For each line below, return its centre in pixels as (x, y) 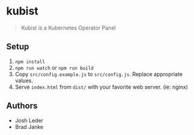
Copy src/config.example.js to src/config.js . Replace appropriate (99, 74)
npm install (30, 61)
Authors (22, 106)
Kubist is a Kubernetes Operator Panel (68, 28)
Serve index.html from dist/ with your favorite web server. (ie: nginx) (102, 87)
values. (24, 80)
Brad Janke (29, 127)
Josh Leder (29, 120)
